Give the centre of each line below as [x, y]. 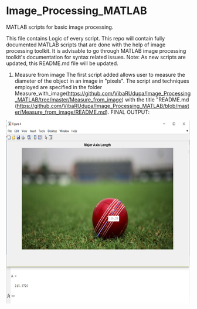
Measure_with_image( [41, 93]
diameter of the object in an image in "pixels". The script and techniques [102, 81]
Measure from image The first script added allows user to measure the [100, 74]
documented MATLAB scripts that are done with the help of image [86, 45]
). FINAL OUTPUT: [128, 112]
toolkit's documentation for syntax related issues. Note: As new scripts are [96, 57]
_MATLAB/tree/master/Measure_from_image [68, 99]
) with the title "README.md [155, 99]
